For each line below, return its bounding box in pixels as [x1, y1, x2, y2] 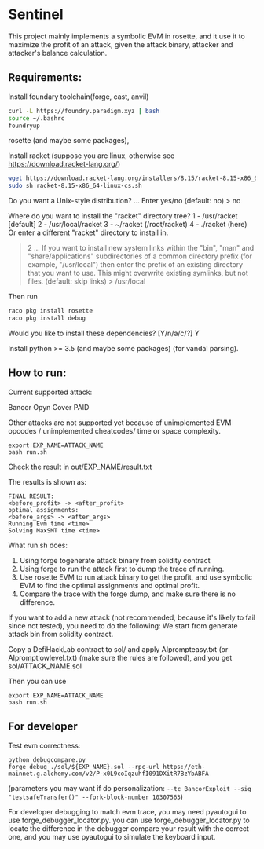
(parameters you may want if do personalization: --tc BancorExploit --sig [8, 783, 251, 792]
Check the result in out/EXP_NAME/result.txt [8, 462, 152, 471]
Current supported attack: [8, 387, 93, 397]
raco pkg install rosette [8, 307, 93, 315]
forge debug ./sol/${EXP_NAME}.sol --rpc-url [8, 763, 159, 770]
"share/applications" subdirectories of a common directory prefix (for [27, 251, 253, 261]
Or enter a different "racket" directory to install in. [8, 228, 169, 237]
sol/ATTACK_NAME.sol [8, 661, 82, 671]
